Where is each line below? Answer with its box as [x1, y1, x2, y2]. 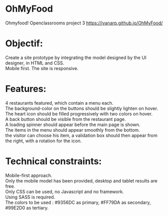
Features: [5, 83, 47, 95]
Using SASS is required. [5, 194, 55, 200]
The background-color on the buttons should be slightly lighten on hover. [5, 105, 158, 111]
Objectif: [5, 38, 43, 49]
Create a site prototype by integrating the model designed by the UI [5, 54, 147, 60]
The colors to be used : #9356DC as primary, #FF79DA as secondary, [5, 199, 151, 205]
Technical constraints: [5, 156, 102, 167]
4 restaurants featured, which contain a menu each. [5, 100, 114, 106]
